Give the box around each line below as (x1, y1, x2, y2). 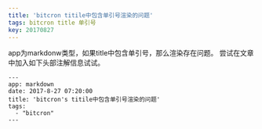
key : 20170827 (8, 26, 55, 34)
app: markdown (8, 81, 55, 88)
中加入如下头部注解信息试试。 (8, 58, 104, 67)
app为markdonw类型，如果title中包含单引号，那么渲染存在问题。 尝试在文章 (8, 48, 254, 58)
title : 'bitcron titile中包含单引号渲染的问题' (8, 11, 154, 20)
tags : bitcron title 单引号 (8, 19, 96, 27)
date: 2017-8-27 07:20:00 (8, 88, 93, 95)
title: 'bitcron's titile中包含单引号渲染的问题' (8, 95, 161, 104)
